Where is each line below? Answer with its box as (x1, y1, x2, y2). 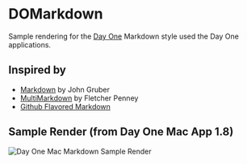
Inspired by (8, 64, 66, 77)
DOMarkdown (8, 5, 103, 23)
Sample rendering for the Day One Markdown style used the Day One (8, 31, 240, 41)
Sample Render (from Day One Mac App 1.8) (8, 125, 234, 139)
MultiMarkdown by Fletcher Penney (19, 93, 139, 103)
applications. (8, 39, 51, 49)
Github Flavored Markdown (19, 101, 111, 111)
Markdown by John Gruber (19, 84, 111, 94)
